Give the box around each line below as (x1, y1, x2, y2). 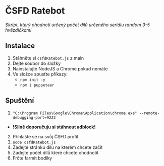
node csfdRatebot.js (12, 140, 56, 145)
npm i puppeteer (20, 82, 54, 88)
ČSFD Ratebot (5, 5, 65, 17)
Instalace (5, 42, 35, 50)
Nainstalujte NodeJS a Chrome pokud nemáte (12, 65, 108, 71)
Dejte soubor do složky (12, 60, 61, 66)
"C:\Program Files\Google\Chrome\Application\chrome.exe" (12, 111, 137, 116)
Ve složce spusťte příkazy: (12, 71, 68, 77)
